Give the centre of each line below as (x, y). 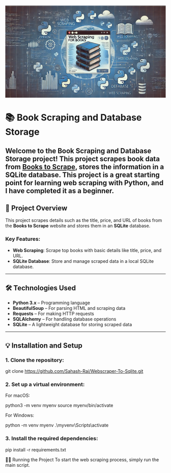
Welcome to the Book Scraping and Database (78, 151)
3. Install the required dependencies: (52, 439)
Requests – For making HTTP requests (53, 314)
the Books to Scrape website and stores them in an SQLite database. (78, 226)
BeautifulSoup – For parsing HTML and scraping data (69, 308)
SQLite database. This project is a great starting (83, 175)
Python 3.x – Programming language (51, 303)
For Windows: (20, 415)
